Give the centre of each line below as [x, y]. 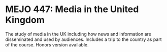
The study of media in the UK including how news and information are [78, 34]
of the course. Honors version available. [47, 44]
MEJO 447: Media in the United [72, 9]
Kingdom [25, 20]
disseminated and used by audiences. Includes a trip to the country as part [83, 39]
